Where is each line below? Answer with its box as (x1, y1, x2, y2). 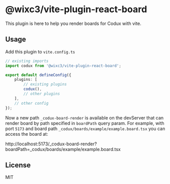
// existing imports (5, 58, 49, 64)
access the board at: (5, 131, 48, 137)
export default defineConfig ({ (5, 72, 72, 77)
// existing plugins (23, 82, 67, 87)
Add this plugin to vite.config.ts (5, 48, 75, 54)
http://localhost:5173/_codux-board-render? (5, 141, 97, 147)
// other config (14, 101, 49, 106)
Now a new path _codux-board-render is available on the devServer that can (5, 114, 164, 120)
